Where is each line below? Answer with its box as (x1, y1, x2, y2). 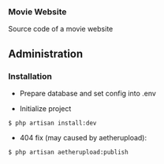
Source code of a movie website (8, 24, 114, 34)
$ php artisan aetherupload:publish (8, 148, 129, 156)
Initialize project (19, 103, 72, 113)
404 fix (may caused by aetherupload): (19, 132, 147, 142)
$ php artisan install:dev (8, 119, 97, 127)
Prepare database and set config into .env (19, 88, 156, 98)
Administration (8, 47, 84, 61)
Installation (8, 70, 53, 81)
